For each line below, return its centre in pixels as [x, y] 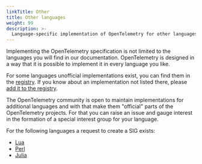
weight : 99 [20, 23]
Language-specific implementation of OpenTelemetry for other [91, 34]
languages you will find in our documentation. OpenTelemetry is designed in [100, 58]
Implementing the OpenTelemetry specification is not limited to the [89, 51]
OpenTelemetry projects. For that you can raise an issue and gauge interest [99, 113]
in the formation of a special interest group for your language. [82, 119]
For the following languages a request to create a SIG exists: [81, 131]
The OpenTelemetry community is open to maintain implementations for [95, 100]
